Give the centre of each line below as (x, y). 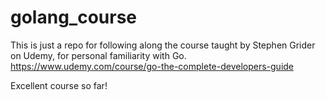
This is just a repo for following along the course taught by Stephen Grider (163, 45)
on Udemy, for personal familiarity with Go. (98, 55)
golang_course (74, 17)
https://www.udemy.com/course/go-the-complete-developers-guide (152, 66)
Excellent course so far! (59, 85)
